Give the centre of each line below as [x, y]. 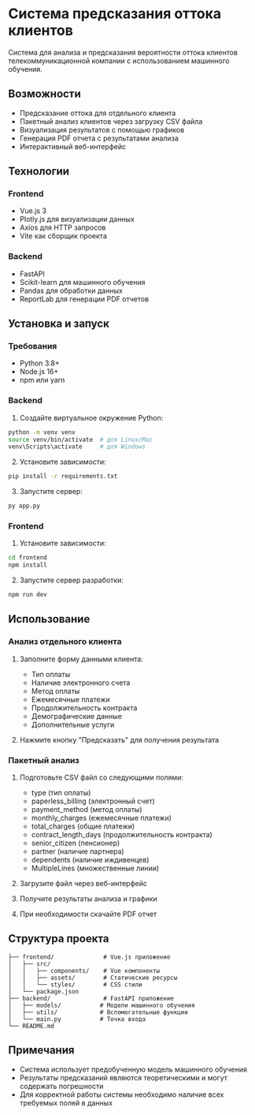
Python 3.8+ [40, 363]
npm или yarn [42, 380]
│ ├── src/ [30, 963]
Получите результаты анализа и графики [88, 899]
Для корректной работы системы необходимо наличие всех [122, 1094]
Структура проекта [59, 939]
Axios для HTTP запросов [63, 228]
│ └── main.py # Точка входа [77, 1019]
